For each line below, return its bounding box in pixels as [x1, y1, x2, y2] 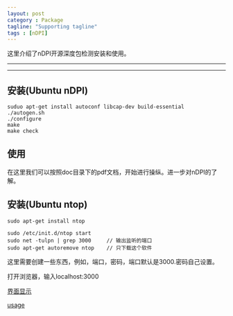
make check [7, 128, 39, 135]
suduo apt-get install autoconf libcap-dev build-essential [7, 103, 185, 111]
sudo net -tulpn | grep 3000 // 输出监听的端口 [7, 237, 153, 244]
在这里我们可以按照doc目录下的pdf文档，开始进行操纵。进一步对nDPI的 [7, 168, 212, 176]
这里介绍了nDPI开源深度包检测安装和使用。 [7, 49, 130, 58]
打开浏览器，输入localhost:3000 [7, 272, 99, 281]
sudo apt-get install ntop [7, 218, 85, 225]
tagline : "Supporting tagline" [7, 23, 98, 30]
